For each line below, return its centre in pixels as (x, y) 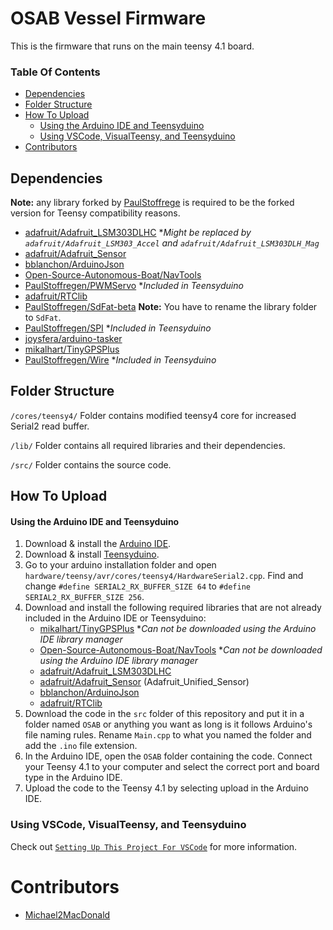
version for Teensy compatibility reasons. (95, 213)
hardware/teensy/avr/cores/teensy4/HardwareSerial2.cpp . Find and (164, 576)
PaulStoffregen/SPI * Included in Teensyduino (118, 328)
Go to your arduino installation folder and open (120, 565)
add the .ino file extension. (81, 746)
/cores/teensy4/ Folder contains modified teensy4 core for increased (153, 415)
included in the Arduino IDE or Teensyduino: (115, 618)
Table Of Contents (55, 72)
